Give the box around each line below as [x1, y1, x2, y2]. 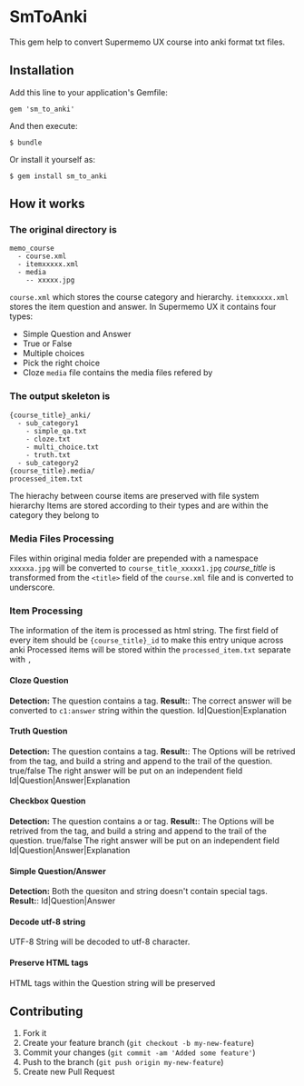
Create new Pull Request [22, 1066, 115, 1078]
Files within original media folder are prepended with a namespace [9, 553, 259, 564]
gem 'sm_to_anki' [9, 105, 75, 114]
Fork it [22, 1028, 47, 1039]
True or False [22, 338, 73, 349]
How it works [9, 196, 85, 212]
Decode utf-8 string [9, 916, 86, 927]
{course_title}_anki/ [9, 411, 92, 420]
